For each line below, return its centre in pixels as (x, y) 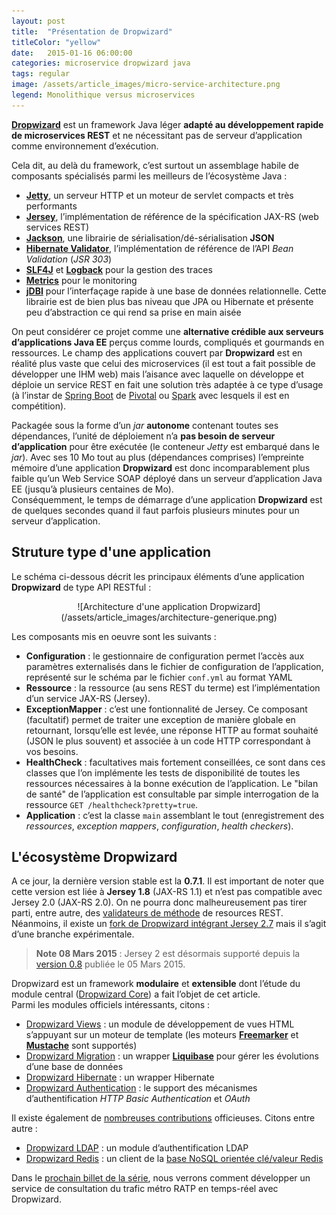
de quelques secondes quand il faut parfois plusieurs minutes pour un (155, 510)
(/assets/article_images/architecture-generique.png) (169, 617)
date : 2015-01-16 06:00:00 (72, 53)
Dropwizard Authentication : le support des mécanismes (141, 1088)
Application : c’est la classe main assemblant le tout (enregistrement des (175, 815)
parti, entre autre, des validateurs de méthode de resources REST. (147, 913)
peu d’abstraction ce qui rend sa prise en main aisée (133, 312)
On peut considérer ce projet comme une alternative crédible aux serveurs (167, 331)
